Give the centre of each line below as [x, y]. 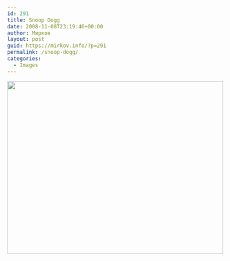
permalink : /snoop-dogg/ [43, 53]
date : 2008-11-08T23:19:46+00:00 [55, 26]
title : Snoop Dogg [33, 20]
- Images [26, 65]
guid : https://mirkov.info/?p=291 [57, 46]
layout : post [26, 39]
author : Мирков [29, 33]
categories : [24, 59]
